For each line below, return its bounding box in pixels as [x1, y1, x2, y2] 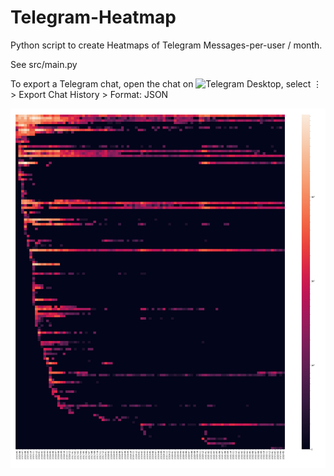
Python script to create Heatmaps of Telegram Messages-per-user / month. [10, 39, 323, 51]
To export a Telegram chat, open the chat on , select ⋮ [10, 77, 323, 90]
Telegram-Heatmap [10, 6, 177, 29]
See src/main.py [10, 58, 78, 70]
